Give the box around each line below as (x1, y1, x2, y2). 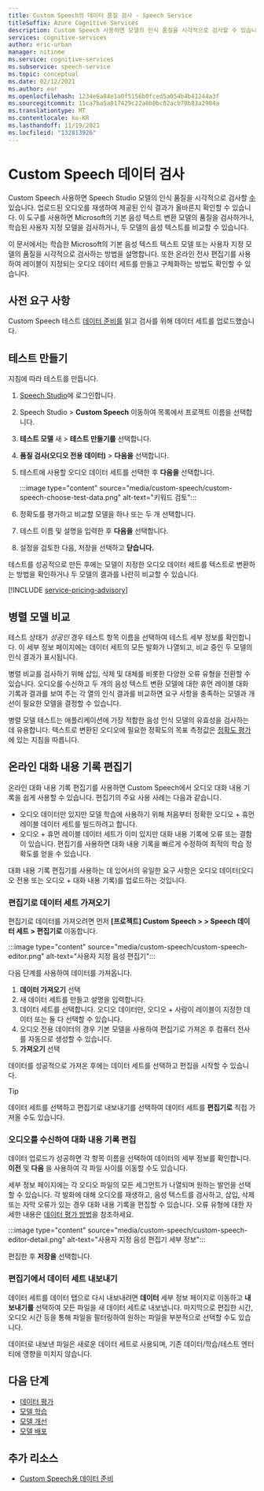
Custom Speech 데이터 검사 (8, 165, 185, 183)
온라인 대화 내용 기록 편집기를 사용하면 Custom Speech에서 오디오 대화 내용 (8, 782, 242, 792)
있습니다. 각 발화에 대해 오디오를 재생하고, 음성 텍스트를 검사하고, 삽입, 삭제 (24, 1190, 255, 1199)
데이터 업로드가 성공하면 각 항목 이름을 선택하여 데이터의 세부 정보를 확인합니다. (8, 1154, 251, 1163)
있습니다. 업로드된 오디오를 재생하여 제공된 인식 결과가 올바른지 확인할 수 (8, 203, 230, 212)
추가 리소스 (8, 1452, 59, 1465)
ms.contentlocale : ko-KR (8, 114, 90, 122)
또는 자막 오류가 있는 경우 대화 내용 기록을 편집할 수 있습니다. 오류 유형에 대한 (8, 1200, 245, 1210)
